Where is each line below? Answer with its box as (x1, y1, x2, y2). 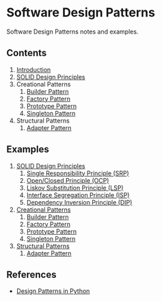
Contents (6, 47, 47, 59)
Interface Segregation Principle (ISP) (26, 190, 130, 199)
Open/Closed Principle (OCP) (26, 176, 109, 184)
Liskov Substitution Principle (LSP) (26, 184, 124, 192)
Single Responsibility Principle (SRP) (26, 169, 129, 177)
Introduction (16, 65, 51, 73)
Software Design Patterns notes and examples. (6, 27, 139, 36)
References (6, 268, 57, 280)
